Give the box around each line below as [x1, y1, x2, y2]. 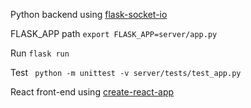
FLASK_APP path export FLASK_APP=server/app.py [10, 28, 218, 39]
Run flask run [10, 47, 70, 59]
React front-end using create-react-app [10, 86, 175, 98]
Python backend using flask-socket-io [10, 9, 168, 20]
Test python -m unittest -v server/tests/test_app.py [10, 67, 242, 78]
